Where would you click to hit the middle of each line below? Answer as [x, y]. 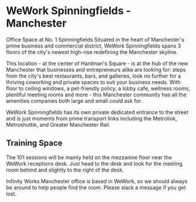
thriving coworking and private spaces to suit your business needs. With [93, 82]
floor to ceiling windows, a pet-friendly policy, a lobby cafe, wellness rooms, [98, 88]
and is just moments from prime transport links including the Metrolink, [92, 118]
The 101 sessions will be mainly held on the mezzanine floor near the [89, 157]
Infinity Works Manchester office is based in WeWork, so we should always [97, 181]
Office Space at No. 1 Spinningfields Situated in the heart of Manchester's [95, 39]
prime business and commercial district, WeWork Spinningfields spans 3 [94, 46]
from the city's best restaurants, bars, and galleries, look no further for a [94, 76]
